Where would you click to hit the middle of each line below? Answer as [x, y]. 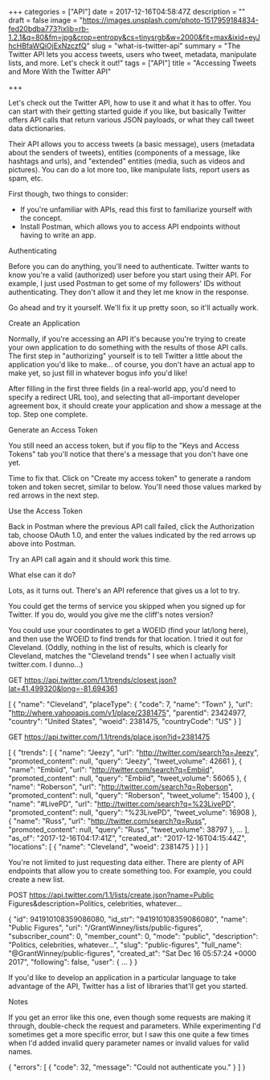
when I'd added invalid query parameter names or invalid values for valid [129, 1043]
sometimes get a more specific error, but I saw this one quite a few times [129, 1034]
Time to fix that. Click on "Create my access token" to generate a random [130, 478]
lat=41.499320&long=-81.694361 [63, 689]
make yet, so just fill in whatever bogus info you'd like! [98, 373]
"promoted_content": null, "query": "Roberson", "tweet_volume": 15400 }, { [132, 795]
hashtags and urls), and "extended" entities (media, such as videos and [127, 161]
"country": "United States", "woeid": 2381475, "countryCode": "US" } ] [125, 721]
